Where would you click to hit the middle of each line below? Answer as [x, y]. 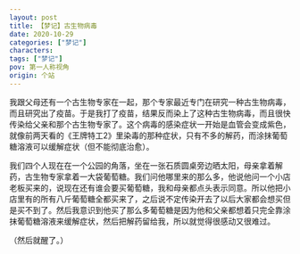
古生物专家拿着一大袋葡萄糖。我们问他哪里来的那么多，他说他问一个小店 [158, 176]
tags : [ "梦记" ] [36, 59]
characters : [31, 51]
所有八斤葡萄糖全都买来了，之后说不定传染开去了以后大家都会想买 [161, 199]
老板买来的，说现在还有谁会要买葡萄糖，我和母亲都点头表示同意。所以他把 [146, 187]
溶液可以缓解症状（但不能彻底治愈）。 [85, 146]
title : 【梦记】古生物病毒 [54, 26]
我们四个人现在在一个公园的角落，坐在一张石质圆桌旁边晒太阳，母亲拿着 [142, 165]
